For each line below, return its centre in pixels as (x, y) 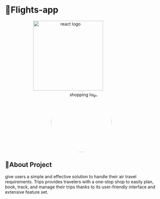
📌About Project (29, 165)
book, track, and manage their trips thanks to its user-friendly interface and (80, 187)
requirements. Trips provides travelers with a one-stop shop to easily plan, (79, 182)
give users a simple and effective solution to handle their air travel (71, 176)
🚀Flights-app (32, 10)
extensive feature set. (27, 192)
